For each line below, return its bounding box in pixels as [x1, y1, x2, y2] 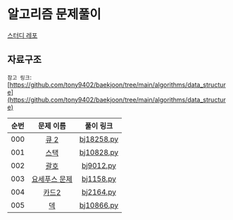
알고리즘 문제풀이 [7, 6, 101, 23]
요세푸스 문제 [31, 174, 73, 184]
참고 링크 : [7, 73, 32, 81]
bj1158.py [81, 173, 116, 183]
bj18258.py [79, 134, 119, 144]
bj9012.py [81, 160, 116, 170]
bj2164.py [81, 187, 116, 197]
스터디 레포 [7, 31, 38, 39]
